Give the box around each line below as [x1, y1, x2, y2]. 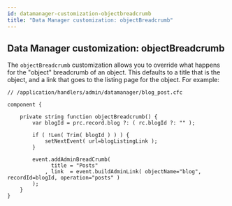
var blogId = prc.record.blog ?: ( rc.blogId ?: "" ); [32, 120, 196, 127]
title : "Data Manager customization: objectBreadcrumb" [7, 17, 173, 24]
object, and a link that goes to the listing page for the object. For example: [7, 76, 220, 84]
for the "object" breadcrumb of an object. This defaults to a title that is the [7, 68, 221, 77]
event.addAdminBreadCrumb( [32, 156, 111, 164]
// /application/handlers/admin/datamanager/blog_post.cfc [7, 89, 183, 96]
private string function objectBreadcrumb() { [20, 113, 158, 120]
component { [7, 102, 42, 109]
